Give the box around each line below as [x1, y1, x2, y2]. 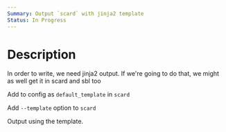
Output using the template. [7, 117, 84, 126]
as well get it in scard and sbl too [7, 77, 102, 85]
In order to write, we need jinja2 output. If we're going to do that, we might [7, 69, 220, 78]
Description [7, 47, 76, 63]
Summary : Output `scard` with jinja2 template [7, 10, 144, 17]
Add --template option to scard [7, 104, 96, 112]
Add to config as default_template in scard [7, 90, 130, 99]
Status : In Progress [7, 17, 67, 24]
